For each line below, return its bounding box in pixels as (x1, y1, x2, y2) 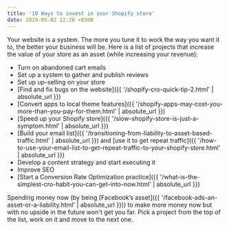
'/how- (197, 136, 217, 144)
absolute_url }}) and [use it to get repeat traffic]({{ (54, 136, 197, 144)
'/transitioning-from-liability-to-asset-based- (85, 128, 213, 137)
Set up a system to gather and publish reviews (17, 70, 149, 79)
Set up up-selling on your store (17, 78, 105, 86)
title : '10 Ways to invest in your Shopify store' (7, 10, 155, 17)
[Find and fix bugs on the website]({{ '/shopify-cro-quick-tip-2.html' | (17, 85, 214, 93)
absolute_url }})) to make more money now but (80, 200, 212, 209)
